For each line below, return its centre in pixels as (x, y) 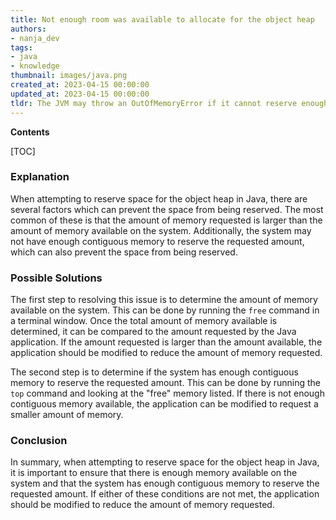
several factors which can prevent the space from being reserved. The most (167, 209)
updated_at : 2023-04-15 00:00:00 (80, 94)
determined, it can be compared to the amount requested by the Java (153, 332)
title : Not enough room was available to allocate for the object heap (162, 19)
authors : (28, 29)
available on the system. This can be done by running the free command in (165, 310)
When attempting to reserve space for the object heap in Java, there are (159, 198)
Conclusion (39, 441)
